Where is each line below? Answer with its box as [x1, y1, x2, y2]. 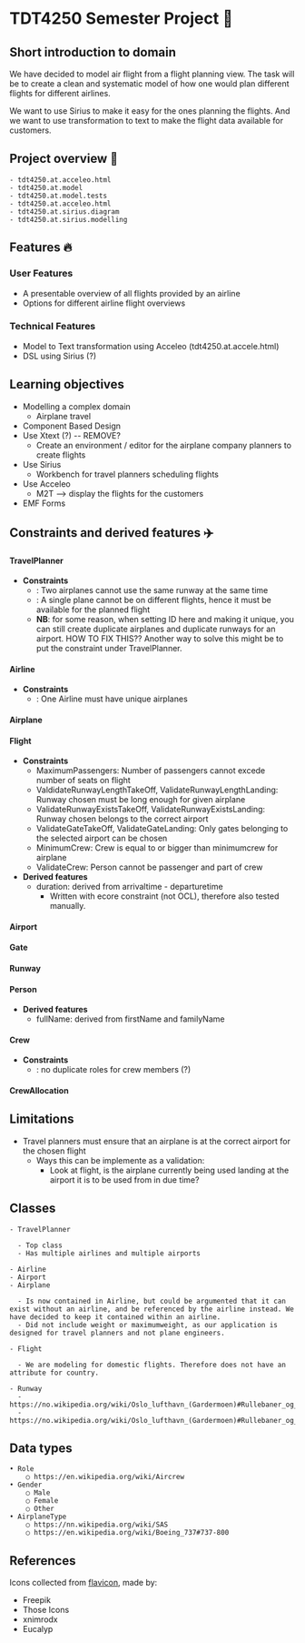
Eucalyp [22, 1624, 54, 1635]
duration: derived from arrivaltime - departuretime [35, 882, 224, 892]
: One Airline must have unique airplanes [35, 693, 188, 704]
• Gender [9, 1480, 43, 1490]
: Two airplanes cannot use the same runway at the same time [35, 585, 269, 596]
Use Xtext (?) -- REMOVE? [22, 429, 121, 440]
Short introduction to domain [9, 45, 177, 60]
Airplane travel [35, 410, 92, 421]
